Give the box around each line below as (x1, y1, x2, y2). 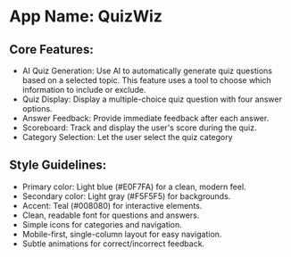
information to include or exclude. (21, 85, 146, 95)
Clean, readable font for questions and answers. (21, 210, 200, 220)
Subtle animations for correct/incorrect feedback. (21, 238, 205, 249)
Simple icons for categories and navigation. (21, 219, 183, 229)
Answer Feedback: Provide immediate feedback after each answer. (21, 113, 270, 123)
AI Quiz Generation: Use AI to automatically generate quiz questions (21, 65, 272, 76)
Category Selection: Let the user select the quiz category (21, 132, 234, 142)
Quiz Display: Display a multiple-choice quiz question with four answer (21, 94, 283, 104)
